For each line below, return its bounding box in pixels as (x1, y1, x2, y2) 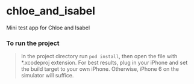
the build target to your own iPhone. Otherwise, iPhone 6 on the (20, 65, 180, 73)
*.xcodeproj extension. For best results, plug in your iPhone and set (20, 59, 188, 67)
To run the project (6, 39, 60, 47)
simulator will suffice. (20, 72, 74, 79)
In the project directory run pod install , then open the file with (20, 53, 178, 60)
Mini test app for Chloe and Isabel (6, 24, 90, 31)
